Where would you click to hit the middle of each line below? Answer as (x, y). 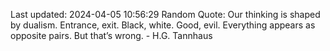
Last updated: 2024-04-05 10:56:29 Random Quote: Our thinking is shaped (165, 14)
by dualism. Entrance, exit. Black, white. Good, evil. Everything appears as (163, 25)
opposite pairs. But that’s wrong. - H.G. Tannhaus (111, 35)
